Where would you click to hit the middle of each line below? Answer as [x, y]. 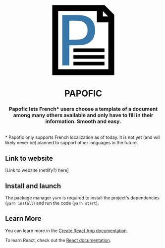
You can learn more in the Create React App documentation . [67, 231]
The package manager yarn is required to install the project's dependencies [82, 198]
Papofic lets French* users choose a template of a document [83, 109]
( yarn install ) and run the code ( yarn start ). [52, 203]
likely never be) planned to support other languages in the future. [72, 143]
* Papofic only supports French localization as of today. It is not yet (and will [83, 137]
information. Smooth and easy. [83, 122]
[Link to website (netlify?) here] [37, 170]
